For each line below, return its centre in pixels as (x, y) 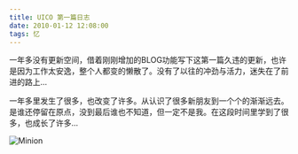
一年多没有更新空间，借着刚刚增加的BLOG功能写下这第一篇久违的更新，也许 (148, 60)
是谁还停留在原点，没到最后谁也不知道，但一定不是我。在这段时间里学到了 (145, 112)
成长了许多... (55, 123)
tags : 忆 (24, 34)
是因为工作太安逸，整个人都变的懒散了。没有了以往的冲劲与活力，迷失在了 (145, 71)
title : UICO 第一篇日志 (50, 17)
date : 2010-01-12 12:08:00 (59, 26)
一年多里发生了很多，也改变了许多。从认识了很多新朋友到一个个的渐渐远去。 (149, 101)
